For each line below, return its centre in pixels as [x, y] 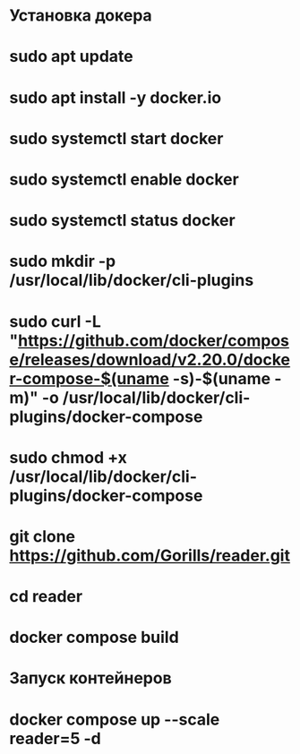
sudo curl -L [55, 321]
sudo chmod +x [69, 457]
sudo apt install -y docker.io [116, 97]
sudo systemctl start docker [116, 138]
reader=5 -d [55, 738]
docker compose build [94, 638]
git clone [43, 536]
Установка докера [81, 16]
